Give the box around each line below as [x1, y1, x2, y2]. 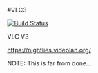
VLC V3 [7, 32, 29, 41]
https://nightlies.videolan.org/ [7, 46, 92, 54]
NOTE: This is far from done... [7, 59, 92, 67]
